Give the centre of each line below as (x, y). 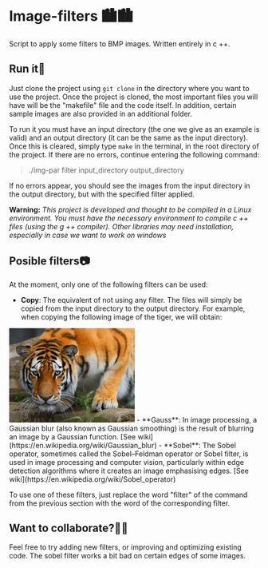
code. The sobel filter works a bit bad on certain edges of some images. (128, 556)
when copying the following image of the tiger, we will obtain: (121, 316)
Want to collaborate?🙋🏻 (69, 528)
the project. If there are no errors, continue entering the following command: (134, 154)
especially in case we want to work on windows (88, 235)
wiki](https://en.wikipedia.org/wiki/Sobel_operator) (93, 479)
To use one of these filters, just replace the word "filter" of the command (128, 495)
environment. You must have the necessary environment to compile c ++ (129, 218)
